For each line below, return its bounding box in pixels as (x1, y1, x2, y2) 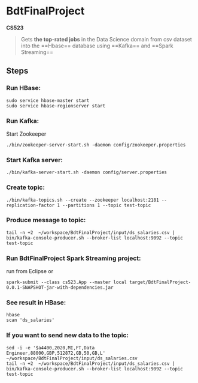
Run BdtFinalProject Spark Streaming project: (6, 254, 142, 262)
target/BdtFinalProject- (129, 279, 191, 286)
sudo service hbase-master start (6, 97, 90, 103)
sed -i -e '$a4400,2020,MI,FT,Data (6, 345, 95, 351)
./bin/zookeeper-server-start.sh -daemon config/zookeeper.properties (6, 142, 186, 148)
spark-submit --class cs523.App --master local (6, 279, 127, 286)
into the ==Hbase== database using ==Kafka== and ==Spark (20, 42, 173, 49)
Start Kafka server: (6, 155, 63, 164)
